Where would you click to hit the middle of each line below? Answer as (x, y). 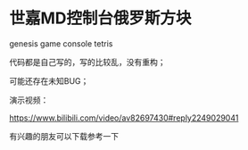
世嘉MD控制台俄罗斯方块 (100, 18)
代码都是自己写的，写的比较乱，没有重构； (87, 62)
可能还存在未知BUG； (49, 80)
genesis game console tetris (61, 43)
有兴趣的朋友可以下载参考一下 (64, 136)
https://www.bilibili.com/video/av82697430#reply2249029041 (124, 118)
